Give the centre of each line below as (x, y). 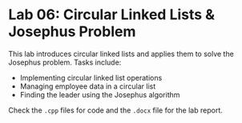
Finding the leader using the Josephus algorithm (100, 94)
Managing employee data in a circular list (88, 86)
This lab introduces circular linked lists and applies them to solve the (121, 54)
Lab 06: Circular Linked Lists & (111, 15)
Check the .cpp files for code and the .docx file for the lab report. (115, 110)
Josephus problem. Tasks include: (65, 62)
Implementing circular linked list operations (91, 77)
